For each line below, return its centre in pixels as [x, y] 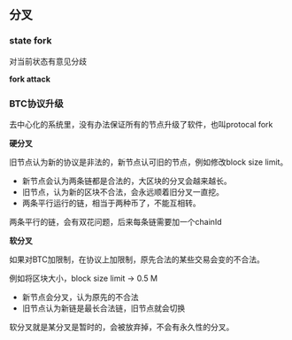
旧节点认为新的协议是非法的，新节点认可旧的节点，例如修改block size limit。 [149, 162]
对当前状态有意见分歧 [48, 61]
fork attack [30, 79]
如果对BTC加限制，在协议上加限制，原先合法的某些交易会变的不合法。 [137, 259]
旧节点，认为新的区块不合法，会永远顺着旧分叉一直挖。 [123, 191]
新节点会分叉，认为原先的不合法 [80, 297]
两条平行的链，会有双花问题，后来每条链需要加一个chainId [116, 221]
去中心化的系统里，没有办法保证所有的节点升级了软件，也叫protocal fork [141, 124]
